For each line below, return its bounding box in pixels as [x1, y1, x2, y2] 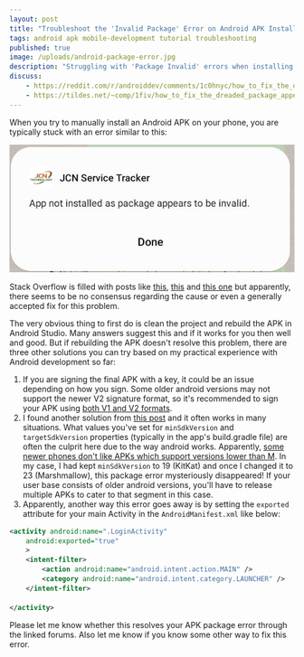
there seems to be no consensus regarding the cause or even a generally [9, 290, 282, 302]
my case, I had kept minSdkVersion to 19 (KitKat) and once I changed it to [22, 460, 294, 471]
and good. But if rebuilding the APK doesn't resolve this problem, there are [9, 337, 288, 348]
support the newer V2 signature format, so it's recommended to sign [22, 393, 279, 404]
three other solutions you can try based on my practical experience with [9, 346, 278, 357]
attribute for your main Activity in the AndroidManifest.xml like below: [22, 508, 280, 519]
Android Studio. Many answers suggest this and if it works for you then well [9, 327, 291, 338]
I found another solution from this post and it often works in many [22, 412, 267, 423]
